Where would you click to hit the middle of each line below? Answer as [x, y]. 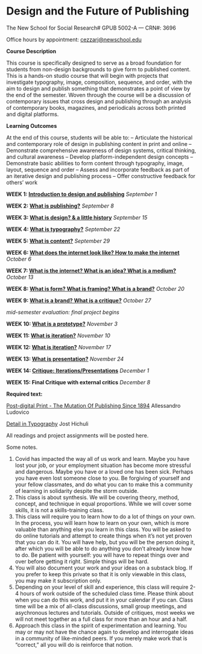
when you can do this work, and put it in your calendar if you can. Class [104, 600]
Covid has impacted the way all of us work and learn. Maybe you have [102, 459]
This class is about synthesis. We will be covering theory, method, [97, 497]
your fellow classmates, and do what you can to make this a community [104, 484]
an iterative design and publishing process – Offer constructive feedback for [101, 176]
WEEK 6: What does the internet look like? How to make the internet [93, 252]
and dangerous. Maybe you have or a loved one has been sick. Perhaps [104, 471]
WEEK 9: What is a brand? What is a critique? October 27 [79, 300]
